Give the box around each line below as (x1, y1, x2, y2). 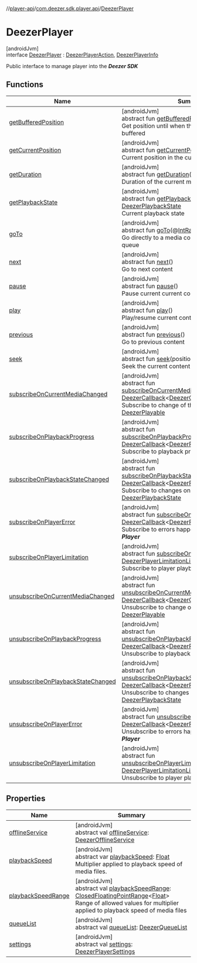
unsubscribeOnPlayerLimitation (9, 758, 96, 767)
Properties (6, 794, 46, 804)
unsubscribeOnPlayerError (9, 720, 83, 728)
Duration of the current (121, 178, 185, 186)
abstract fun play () (121, 306, 173, 314)
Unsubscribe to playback (121, 649, 191, 657)
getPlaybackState (9, 198, 58, 206)
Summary (117, 811, 145, 819)
